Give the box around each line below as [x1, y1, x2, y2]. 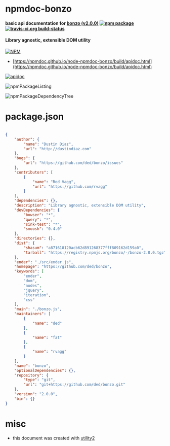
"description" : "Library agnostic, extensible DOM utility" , [14, 203, 146, 208]
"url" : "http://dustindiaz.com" [23, 146, 92, 151]
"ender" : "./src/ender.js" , [14, 259, 73, 264]
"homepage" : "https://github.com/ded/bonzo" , [14, 264, 112, 269]
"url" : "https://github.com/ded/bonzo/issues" [23, 160, 123, 165]
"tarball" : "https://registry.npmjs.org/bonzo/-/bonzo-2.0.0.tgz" [23, 250, 166, 255]
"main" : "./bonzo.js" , [14, 306, 62, 312]
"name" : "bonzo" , [14, 363, 51, 368]
